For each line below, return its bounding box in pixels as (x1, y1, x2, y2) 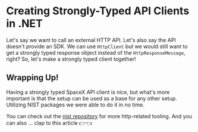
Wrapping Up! (6, 73, 59, 83)
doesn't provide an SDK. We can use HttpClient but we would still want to (6, 43, 188, 50)
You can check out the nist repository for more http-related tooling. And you (6, 112, 192, 120)
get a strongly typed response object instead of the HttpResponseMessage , (6, 49, 186, 56)
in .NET (6, 17, 43, 30)
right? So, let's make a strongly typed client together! (6, 55, 136, 62)
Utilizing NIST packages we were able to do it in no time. (6, 101, 144, 108)
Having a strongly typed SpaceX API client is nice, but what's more (6, 88, 170, 96)
